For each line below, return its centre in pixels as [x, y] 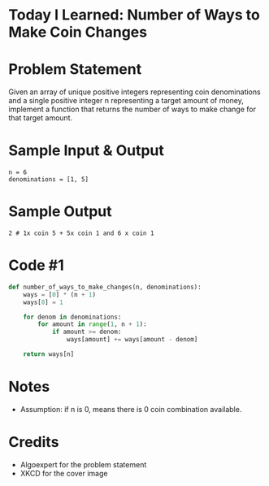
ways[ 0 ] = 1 [43, 302]
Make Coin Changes [78, 32]
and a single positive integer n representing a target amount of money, [126, 101]
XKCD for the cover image [64, 473]
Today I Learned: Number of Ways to [134, 15]
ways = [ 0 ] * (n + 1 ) [59, 294]
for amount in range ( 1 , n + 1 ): [93, 324]
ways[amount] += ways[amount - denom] [132, 340]
